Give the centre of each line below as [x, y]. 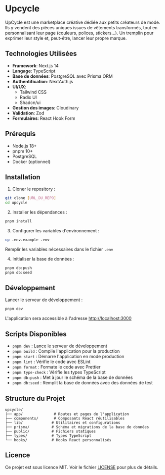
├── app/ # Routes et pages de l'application [67, 414]
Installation [23, 177]
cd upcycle [16, 203]
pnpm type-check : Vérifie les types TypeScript [59, 372]
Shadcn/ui [30, 103]
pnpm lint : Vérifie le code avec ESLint [51, 362]
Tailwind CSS [33, 92]
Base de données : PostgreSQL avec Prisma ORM [62, 76]
